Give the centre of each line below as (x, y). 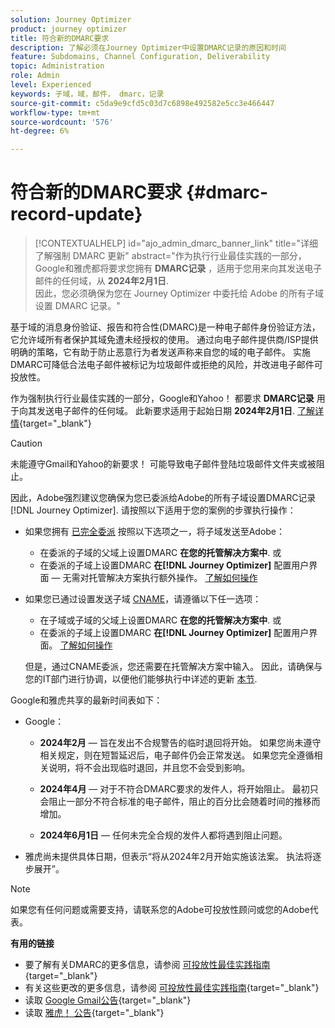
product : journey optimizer (69, 29)
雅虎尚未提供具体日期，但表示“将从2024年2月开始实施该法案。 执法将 (168, 857)
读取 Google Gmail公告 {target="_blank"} (108, 1000)
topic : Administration (57, 66)
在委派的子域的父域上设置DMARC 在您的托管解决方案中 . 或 (160, 553)
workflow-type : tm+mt (55, 112)
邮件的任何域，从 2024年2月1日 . (101, 281)
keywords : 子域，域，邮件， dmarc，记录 (87, 94)
